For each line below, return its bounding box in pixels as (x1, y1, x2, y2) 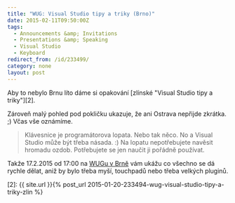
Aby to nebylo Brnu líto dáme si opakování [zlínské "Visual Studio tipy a (7, 89, 213, 97)
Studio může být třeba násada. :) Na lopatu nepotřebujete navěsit (24, 138, 213, 146)
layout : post (7, 69, 46, 76)
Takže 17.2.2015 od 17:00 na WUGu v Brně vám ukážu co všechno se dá (7, 159, 215, 167)
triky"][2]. (7, 96, 36, 104)
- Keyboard (13, 50, 46, 57)
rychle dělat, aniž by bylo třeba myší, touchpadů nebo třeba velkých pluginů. (7, 166, 229, 175)
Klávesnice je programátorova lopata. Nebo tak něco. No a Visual (24, 131, 213, 139)
